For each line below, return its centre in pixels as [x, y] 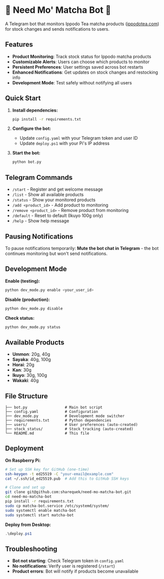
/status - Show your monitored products [54, 200]
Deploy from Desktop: [28, 524]
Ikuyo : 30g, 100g [30, 375]
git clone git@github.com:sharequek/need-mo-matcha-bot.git [68, 492]
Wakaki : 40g [25, 380]
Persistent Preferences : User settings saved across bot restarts [78, 67]
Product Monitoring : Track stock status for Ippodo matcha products [82, 56]
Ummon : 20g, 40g [31, 354]
